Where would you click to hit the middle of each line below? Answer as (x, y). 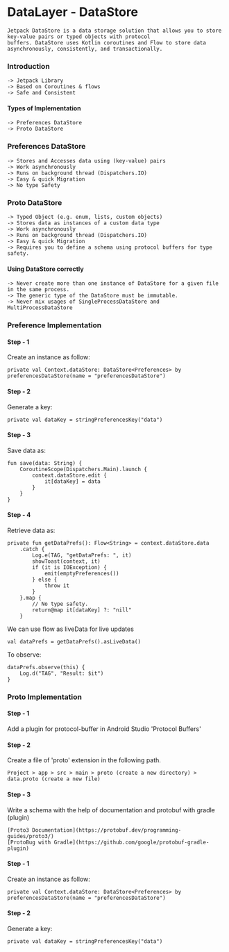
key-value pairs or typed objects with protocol (79, 36)
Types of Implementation (44, 108)
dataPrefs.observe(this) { (46, 667)
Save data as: (27, 450)
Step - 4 (19, 515)
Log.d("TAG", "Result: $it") (62, 673)
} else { (45, 580)
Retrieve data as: (31, 530)
